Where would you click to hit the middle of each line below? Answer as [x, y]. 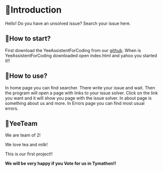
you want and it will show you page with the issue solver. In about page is [78, 98]
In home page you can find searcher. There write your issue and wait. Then [80, 87]
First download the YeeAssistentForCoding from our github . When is [73, 50]
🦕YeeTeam [21, 123]
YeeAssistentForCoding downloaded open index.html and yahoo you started [81, 55]
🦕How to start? [28, 39]
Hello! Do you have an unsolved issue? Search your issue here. [68, 23]
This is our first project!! [29, 154]
